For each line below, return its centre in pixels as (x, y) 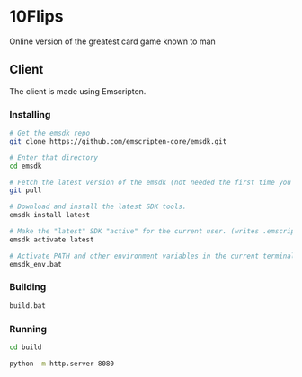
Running (28, 329)
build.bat (28, 306)
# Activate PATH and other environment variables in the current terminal (152, 256)
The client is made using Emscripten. (78, 91)
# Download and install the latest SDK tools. (98, 207)
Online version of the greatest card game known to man (112, 41)
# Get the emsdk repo (50, 133)
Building (28, 287)
